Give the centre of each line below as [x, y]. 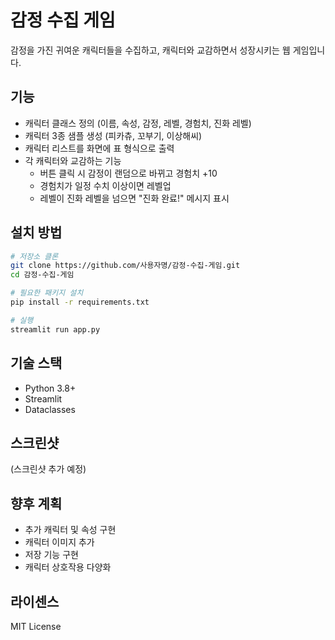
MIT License [36, 626]
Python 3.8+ [50, 388]
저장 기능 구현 [51, 555]
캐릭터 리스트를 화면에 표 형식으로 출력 [99, 148]
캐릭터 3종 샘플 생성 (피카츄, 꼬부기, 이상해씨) [113, 135]
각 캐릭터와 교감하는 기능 [73, 160]
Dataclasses [50, 409]
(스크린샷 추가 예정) [48, 469]
